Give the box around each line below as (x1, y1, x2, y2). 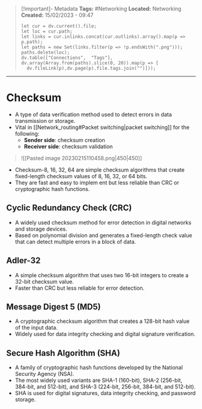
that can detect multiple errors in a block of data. (14, 238, 136, 245)
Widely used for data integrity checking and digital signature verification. (14, 331, 195, 338)
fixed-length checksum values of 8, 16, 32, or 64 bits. (14, 172, 147, 180)
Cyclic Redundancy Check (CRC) (6, 203, 132, 213)
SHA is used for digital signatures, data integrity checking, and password (14, 390, 196, 397)
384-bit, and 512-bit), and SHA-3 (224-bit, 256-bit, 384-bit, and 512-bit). (14, 383, 196, 390)
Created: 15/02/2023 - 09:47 (20, 11, 94, 19)
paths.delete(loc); (20, 49, 70, 55)
